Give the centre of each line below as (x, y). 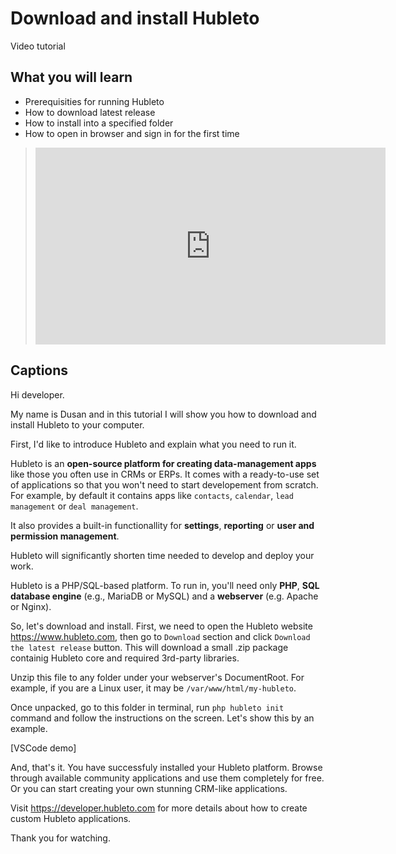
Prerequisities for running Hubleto (94, 101)
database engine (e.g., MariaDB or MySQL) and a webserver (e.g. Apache (164, 596)
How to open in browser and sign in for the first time (132, 133)
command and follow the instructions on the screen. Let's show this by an (162, 718)
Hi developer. (37, 394)
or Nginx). (31, 606)
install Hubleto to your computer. (77, 424)
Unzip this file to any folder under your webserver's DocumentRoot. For (157, 677)
